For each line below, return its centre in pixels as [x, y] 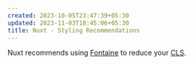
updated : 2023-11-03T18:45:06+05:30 [68, 23]
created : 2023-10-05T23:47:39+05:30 [68, 15]
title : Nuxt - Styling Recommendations [74, 30]
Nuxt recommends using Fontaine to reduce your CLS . [97, 53]
